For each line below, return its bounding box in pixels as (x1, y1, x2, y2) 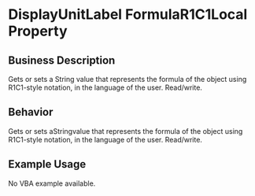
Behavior (8, 105, 54, 119)
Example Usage (8, 157, 87, 171)
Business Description (8, 54, 116, 67)
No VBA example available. (8, 179, 96, 188)
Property (8, 22, 68, 40)
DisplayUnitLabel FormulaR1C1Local (8, 6, 248, 24)
